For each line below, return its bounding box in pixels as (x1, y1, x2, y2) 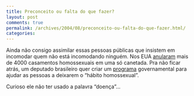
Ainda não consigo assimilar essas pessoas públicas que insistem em (6, 47, 175, 54)
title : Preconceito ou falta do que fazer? (6, 8, 115, 15)
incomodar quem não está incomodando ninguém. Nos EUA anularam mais (6, 53, 189, 60)
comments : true (6, 19, 44, 25)
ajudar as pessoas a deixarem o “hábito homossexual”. (6, 72, 139, 79)
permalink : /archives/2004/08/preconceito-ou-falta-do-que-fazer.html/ (6, 25, 186, 31)
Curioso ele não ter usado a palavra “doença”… (6, 83, 121, 90)
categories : (6, 31, 35, 37)
